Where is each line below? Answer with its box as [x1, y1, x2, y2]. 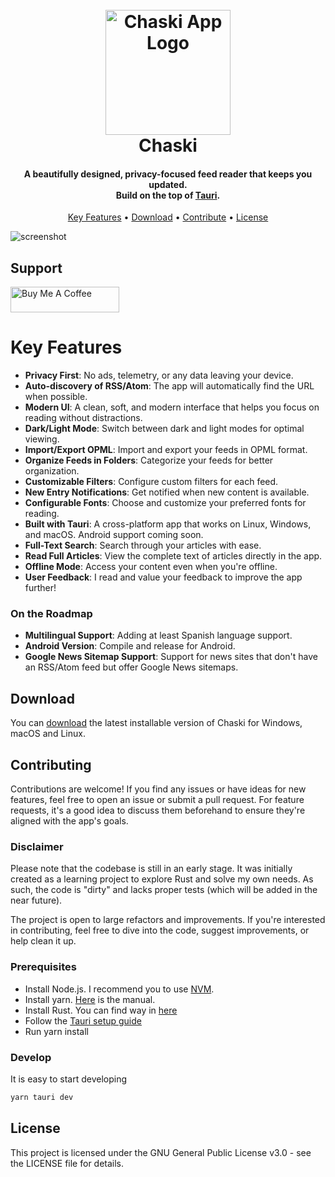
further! [24, 582, 57, 594]
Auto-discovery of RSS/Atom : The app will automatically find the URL [24, 380, 315, 392]
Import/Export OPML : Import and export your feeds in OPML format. [24, 444, 308, 456]
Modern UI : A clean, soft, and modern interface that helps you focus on [24, 401, 320, 413]
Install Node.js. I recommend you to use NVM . [24, 983, 215, 995]
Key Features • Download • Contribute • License [67, 211, 269, 223]
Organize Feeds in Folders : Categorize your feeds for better [24, 454, 274, 467]
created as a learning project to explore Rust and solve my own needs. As [10, 873, 314, 885]
